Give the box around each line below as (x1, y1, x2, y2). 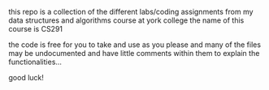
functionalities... (8, 57, 63, 66)
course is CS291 (8, 24, 63, 33)
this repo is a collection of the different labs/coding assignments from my (8, 7, 254, 16)
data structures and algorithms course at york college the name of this (8, 15, 245, 25)
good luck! (8, 73, 45, 82)
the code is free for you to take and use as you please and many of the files (8, 40, 262, 49)
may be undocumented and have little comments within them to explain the (8, 49, 260, 58)
